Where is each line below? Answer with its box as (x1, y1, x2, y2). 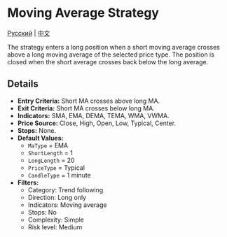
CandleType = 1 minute (27, 171, 91, 179)
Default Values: (17, 134, 64, 142)
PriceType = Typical (27, 163, 85, 172)
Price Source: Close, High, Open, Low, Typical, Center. (17, 119, 177, 127)
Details (7, 78, 39, 90)
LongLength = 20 (27, 156, 75, 164)
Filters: (17, 178, 39, 187)
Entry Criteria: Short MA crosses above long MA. (17, 96, 160, 105)
